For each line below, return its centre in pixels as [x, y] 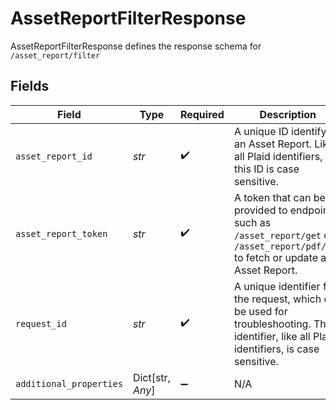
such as [252, 222]
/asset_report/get [277, 235]
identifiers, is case [276, 349]
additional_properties [69, 383]
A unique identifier [277, 286]
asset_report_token [61, 233]
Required [202, 114]
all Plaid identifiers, [278, 156]
